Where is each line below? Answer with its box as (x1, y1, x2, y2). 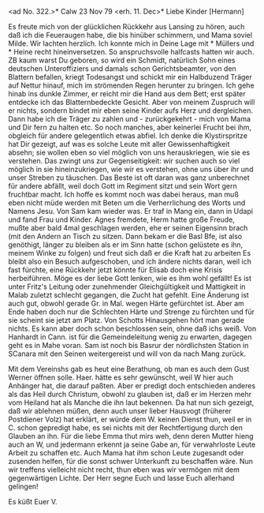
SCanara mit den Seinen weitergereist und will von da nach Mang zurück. (8, 349, 247, 358)
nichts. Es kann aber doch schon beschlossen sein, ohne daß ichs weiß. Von (8, 324, 257, 333)
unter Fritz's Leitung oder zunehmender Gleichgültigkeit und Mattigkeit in (8, 282, 246, 291)
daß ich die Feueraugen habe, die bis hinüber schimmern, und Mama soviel (8, 31, 253, 39)
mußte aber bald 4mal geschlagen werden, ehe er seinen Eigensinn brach (8, 223, 248, 232)
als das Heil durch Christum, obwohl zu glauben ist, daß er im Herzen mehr (8, 390, 252, 399)
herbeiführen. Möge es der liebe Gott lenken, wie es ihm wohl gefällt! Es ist (8, 274, 252, 283)
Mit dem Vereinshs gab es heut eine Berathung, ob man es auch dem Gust (8, 365, 250, 373)
